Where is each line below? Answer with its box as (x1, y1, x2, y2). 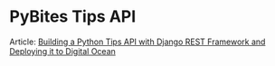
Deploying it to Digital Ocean (9, 45, 116, 56)
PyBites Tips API (9, 6, 137, 27)
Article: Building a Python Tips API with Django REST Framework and (9, 36, 266, 47)
